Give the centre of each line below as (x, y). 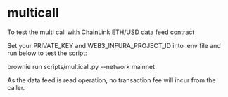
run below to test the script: (47, 53)
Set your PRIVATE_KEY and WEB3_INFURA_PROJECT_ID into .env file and (114, 45)
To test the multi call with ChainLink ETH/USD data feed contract (101, 32)
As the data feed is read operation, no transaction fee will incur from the (112, 80)
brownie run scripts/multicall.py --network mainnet (81, 66)
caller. (16, 87)
